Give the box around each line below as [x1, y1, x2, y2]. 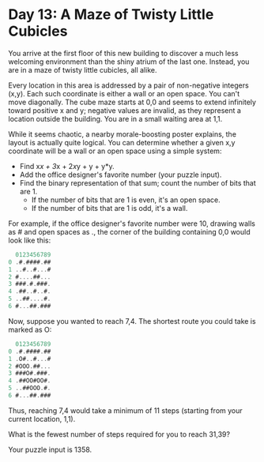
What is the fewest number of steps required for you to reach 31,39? [8, 429, 231, 439]
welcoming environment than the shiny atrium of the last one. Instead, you [8, 57, 250, 66]
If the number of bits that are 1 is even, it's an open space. [31, 195, 221, 205]
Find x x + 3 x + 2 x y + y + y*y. [19, 161, 115, 171]
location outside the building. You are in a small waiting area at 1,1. [8, 114, 223, 123]
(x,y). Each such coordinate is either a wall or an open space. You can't [8, 88, 240, 98]
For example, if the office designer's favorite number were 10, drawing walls [8, 219, 255, 228]
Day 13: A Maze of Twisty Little [8, 6, 214, 24]
